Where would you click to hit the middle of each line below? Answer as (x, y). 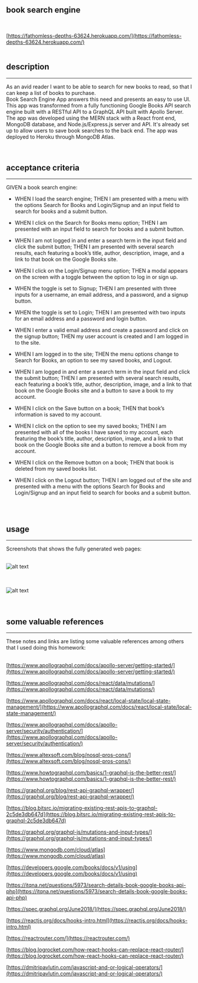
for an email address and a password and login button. (81, 319)
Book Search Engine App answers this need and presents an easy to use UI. (98, 99)
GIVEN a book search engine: (42, 188)
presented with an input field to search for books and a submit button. (99, 229)
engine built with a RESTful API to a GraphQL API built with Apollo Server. (95, 112)
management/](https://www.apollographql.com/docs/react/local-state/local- (99, 707)
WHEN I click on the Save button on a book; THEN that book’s (90, 408)
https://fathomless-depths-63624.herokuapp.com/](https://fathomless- (95, 35)
